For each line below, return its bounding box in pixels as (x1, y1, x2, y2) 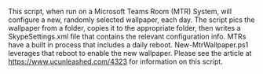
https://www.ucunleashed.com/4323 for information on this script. (8, 57, 224, 66)
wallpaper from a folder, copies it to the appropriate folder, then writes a (8, 24, 241, 32)
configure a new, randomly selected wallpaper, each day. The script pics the (8, 15, 255, 24)
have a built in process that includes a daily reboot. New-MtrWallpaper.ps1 (8, 40, 249, 50)
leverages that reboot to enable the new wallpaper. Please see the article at (8, 49, 252, 57)
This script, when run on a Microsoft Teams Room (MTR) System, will (8, 7, 232, 16)
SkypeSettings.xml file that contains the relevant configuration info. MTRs (8, 31, 247, 41)
